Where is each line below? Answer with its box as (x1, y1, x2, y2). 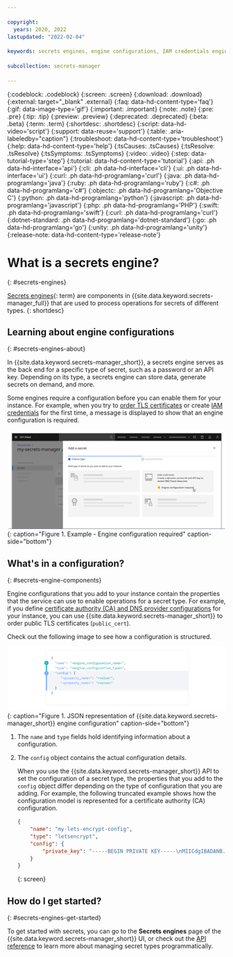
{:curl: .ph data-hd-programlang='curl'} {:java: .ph (49, 171, 193, 180)
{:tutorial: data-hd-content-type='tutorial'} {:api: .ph (67, 157, 215, 165)
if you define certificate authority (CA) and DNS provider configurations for (7, 604, 221, 612)
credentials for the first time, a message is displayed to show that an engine (7, 409, 223, 417)
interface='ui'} (7, 171, 49, 180)
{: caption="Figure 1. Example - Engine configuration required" (7, 530, 186, 539)
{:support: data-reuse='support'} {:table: (51, 127, 168, 135)
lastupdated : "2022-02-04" (7, 33, 85, 40)
